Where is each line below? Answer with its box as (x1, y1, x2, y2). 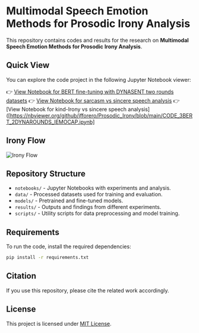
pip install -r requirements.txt (6, 255, 89, 261)
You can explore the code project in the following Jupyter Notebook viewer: (6, 76, 191, 83)
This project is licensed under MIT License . (6, 320, 112, 327)
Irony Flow (6, 135, 46, 146)
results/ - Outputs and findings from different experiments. (14, 203, 162, 211)
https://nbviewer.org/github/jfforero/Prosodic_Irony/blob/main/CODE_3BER (10, 112, 193, 119)
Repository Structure (6, 168, 86, 178)
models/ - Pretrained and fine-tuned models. (14, 197, 124, 204)
